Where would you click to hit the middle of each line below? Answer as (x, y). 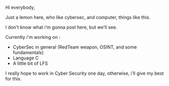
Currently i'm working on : (33, 37)
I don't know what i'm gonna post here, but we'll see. (61, 27)
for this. (14, 79)
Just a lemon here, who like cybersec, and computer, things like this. (78, 17)
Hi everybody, (20, 7)
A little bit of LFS (30, 63)
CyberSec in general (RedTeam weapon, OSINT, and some (75, 47)
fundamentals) (28, 52)
